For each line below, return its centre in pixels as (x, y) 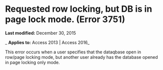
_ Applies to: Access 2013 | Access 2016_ (47, 42)
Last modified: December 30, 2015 (41, 33)
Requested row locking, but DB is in (79, 9)
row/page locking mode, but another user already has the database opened (81, 57)
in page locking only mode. (32, 62)
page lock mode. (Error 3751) (65, 19)
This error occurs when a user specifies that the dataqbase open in (73, 52)
